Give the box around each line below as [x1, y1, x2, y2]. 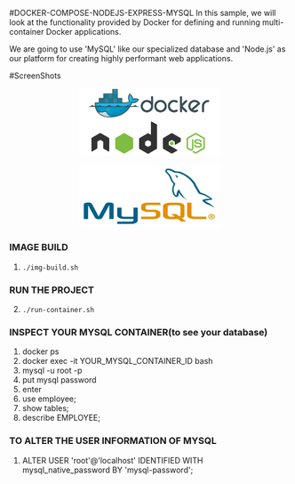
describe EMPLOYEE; [21, 413, 100, 423]
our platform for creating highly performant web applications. [9, 53, 234, 63]
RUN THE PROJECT [9, 284, 95, 296]
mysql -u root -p [21, 365, 83, 376]
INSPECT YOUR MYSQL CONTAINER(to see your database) [9, 326, 268, 338]
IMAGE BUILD [9, 241, 68, 254]
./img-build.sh [21, 262, 79, 272]
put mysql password [21, 375, 97, 385]
